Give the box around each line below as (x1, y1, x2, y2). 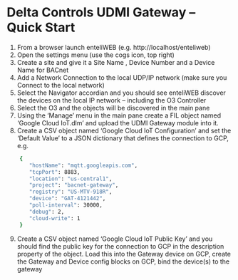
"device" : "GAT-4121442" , (29, 195, 106, 202)
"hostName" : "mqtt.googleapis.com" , (29, 162, 138, 169)
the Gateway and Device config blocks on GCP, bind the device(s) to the (16, 257, 230, 266)
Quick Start (6, 19, 76, 36)
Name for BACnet (16, 66, 69, 74)
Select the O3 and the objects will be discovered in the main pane (16, 103, 210, 112)
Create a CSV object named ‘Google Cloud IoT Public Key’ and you (16, 234, 213, 243)
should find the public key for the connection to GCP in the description (16, 242, 224, 250)
